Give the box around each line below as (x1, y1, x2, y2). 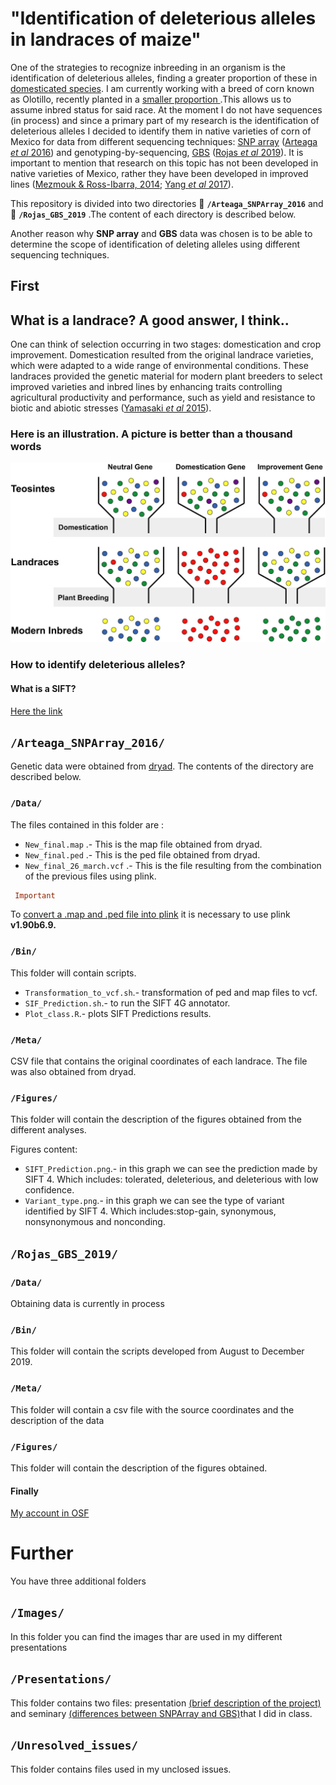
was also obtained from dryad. (10, 1066, 137, 1078)
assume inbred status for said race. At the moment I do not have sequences (10, 103, 323, 116)
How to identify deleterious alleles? (10, 658, 186, 672)
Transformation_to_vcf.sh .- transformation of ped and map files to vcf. (24, 986, 318, 998)
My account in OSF (10, 1507, 90, 1519)
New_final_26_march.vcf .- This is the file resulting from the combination (24, 859, 322, 871)
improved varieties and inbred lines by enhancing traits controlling (10, 381, 283, 393)
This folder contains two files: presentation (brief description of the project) (10, 1697, 322, 1709)
